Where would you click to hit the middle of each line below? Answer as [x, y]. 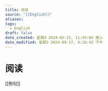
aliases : [14, 19]
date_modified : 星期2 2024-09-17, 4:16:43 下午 [54, 42]
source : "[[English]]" [29, 14]
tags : [11, 24]
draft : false [19, 33]
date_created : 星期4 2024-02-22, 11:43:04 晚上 [54, 38]
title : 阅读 [17, 10]
